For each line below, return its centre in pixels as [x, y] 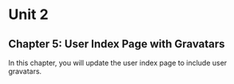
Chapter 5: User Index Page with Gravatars [117, 44]
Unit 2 [29, 15]
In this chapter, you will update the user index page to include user [118, 63]
